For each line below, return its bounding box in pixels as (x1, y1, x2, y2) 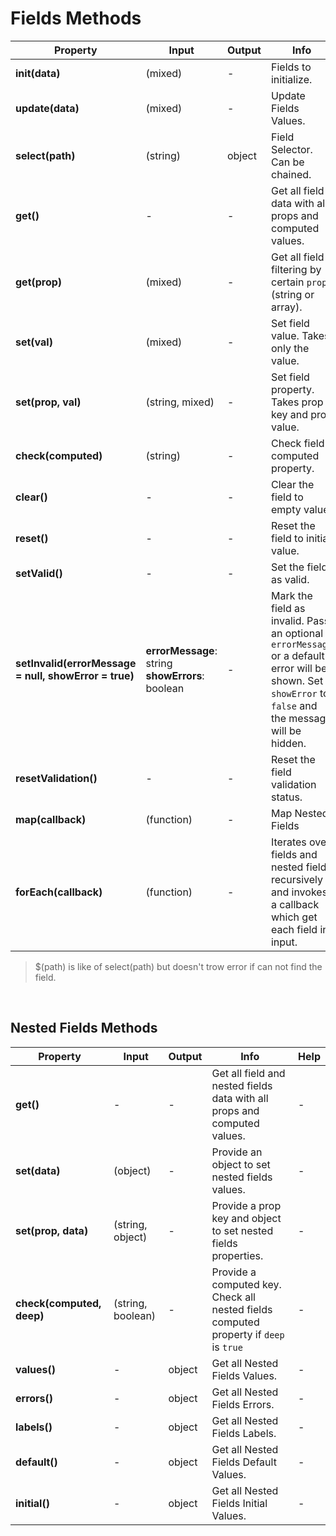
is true (211, 1340, 243, 1354)
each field (270, 922, 318, 936)
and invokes (270, 885, 328, 899)
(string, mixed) (145, 395, 215, 409)
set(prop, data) (15, 1223, 89, 1237)
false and (270, 698, 318, 712)
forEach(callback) (15, 885, 103, 899)
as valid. (270, 572, 310, 586)
